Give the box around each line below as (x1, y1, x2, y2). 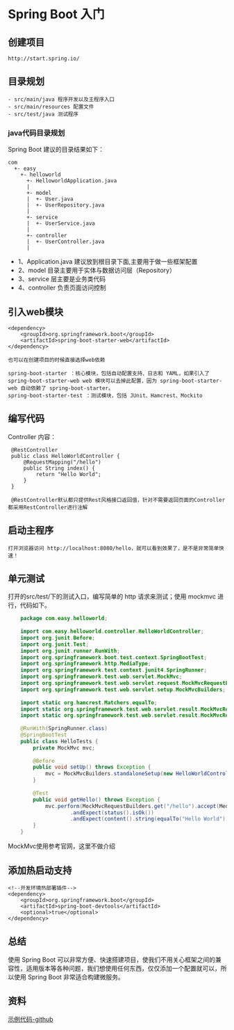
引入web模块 (8, 306, 64, 317)
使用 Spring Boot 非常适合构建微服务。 (13, 972, 124, 981)
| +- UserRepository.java (26, 202, 105, 209)
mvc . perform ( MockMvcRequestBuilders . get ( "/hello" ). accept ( (44, 802, 219, 809)
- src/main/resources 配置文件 (8, 103, 94, 110)
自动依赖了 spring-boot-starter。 (20, 384, 114, 392)
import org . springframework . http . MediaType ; (20, 660, 151, 667)
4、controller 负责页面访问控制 (17, 283, 106, 292)
